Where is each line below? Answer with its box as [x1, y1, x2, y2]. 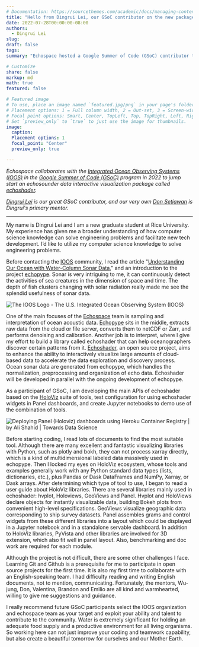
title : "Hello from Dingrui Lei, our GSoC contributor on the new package [6, 14, 195, 20]
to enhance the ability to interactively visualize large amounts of [6, 350, 162, 357]
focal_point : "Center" [11, 141, 68, 147]
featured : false [6, 85, 46, 92]
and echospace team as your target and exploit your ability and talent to [6, 610, 182, 617]
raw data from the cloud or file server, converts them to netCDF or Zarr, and [6, 325, 191, 332]
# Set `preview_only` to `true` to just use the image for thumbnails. [6, 118, 187, 125]
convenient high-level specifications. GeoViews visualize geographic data [6, 505, 187, 512]
